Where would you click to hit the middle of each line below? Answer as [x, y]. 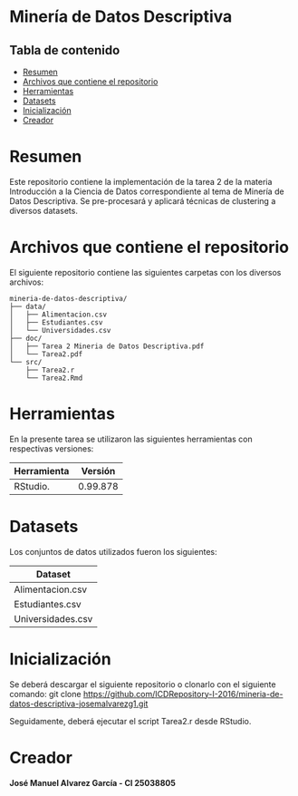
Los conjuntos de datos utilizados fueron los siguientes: [113, 551]
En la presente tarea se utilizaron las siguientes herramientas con [131, 439]
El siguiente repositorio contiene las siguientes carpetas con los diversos [145, 272]
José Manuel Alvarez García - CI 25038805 [93, 782]
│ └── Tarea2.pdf [46, 354]
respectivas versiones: [52, 448]
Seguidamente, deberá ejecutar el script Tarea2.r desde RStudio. [130, 721]
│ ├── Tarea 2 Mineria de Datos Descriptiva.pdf [107, 346]
